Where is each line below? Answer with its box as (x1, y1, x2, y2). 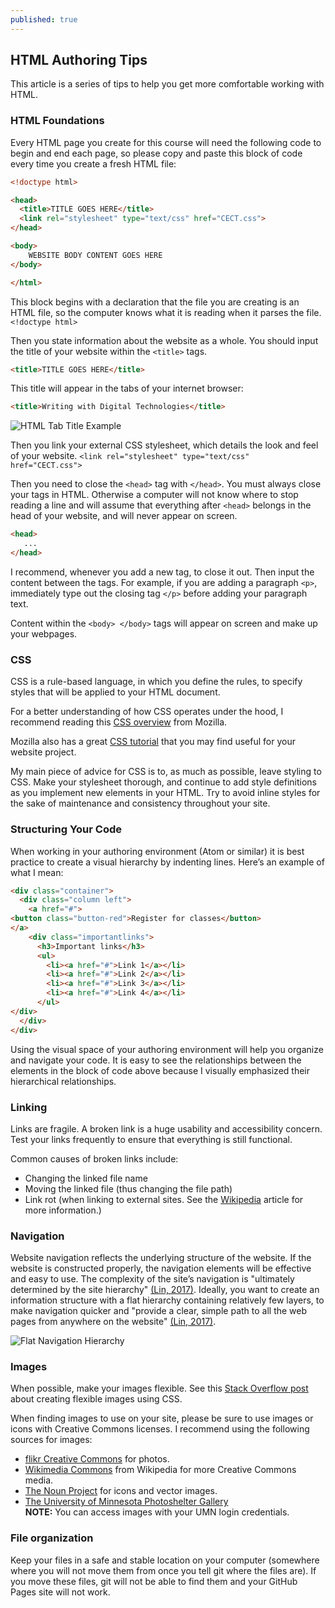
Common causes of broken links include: (10, 1152, 179, 1165)
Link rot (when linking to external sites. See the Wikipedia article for (24, 1193, 304, 1205)
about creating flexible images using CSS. (10, 1393, 183, 1405)
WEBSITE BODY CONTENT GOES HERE (28, 250, 163, 260)
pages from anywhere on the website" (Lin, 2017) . (10, 1316, 217, 1328)
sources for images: (10, 1434, 93, 1446)
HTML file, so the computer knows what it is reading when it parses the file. (10, 306, 322, 318)
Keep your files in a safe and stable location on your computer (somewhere (10, 1554, 320, 1566)
